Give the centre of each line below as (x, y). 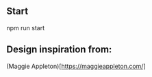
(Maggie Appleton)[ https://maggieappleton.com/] (76, 66)
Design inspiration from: (59, 50)
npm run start (26, 27)
